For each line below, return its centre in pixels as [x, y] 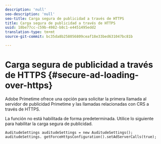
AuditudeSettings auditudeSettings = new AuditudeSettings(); [69, 132]
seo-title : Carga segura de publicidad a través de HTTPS [65, 18]
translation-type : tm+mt [30, 32]
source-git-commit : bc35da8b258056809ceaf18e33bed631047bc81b [69, 37]
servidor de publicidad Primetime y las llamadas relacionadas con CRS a [77, 104]
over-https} [29, 86]
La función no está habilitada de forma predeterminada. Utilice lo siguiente [79, 118]
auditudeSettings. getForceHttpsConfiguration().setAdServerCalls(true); [81, 137]
